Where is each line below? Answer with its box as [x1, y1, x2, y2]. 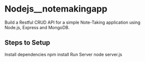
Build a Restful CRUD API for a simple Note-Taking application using [4, 19, 141, 25]
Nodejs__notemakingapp [4, 3, 108, 15]
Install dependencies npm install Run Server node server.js [4, 51, 123, 57]
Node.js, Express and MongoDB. [4, 24, 70, 30]
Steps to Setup [4, 39, 51, 47]
